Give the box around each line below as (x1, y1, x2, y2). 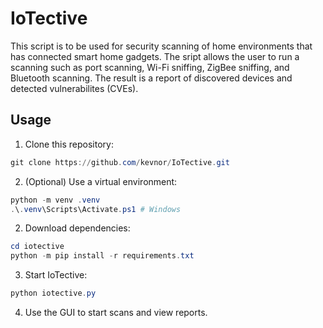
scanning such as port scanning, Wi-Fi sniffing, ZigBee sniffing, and (10, 61, 290, 73)
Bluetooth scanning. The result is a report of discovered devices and (10, 72, 293, 84)
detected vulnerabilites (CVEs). (10, 82, 139, 94)
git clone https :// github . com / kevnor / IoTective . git (10, 157, 230, 167)
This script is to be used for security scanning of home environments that (10, 40, 313, 52)
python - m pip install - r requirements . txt (10, 251, 195, 261)
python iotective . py (10, 288, 97, 299)
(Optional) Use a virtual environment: (24, 175, 178, 187)
